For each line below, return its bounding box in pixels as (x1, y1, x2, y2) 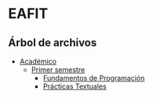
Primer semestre (31, 65, 86, 74)
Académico (19, 56, 57, 66)
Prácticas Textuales (42, 82, 107, 91)
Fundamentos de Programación (42, 74, 145, 82)
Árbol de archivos (8, 36, 97, 49)
